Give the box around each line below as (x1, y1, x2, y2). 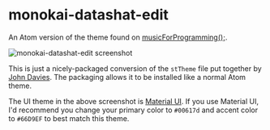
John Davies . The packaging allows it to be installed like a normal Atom (8, 72, 246, 82)
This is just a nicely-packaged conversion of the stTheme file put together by (8, 63, 262, 73)
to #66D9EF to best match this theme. (8, 113, 130, 123)
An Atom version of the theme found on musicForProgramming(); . (8, 32, 228, 42)
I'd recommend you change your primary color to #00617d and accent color (8, 105, 259, 115)
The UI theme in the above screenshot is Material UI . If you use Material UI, (8, 96, 259, 106)
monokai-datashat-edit (8, 6, 169, 24)
